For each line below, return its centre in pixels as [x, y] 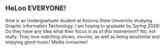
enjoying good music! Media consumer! [46, 42]
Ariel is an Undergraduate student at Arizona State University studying [79, 20]
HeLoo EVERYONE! [36, 8]
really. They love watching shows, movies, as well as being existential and [82, 36]
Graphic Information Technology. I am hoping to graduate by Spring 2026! [82, 26]
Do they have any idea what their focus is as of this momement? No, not [80, 31]
